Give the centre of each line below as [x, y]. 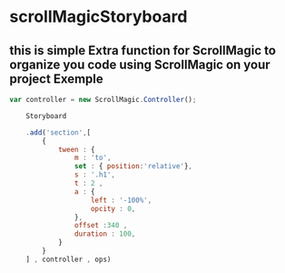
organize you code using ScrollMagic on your [140, 64]
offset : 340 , [101, 226]
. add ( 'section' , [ [59, 132]
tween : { [76, 149]
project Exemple [57, 79]
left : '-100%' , [121, 200]
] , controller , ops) [69, 259]
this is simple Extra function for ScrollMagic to [143, 51]
